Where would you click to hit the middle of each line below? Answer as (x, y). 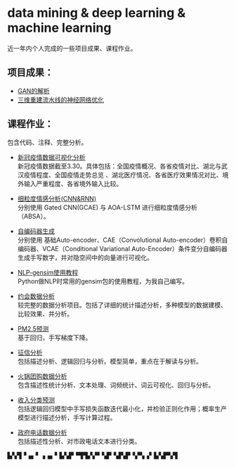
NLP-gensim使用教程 (48, 272)
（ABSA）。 (34, 216)
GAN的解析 (34, 91)
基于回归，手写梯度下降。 (54, 337)
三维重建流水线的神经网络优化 (60, 99)
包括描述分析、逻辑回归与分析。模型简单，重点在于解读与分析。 (110, 361)
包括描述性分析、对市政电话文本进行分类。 (79, 441)
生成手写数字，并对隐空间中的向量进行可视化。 (85, 257)
